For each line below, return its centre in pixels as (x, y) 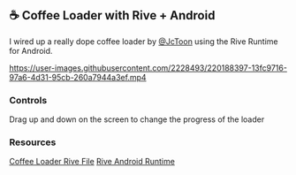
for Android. (31, 50)
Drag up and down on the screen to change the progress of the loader (137, 119)
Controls (28, 100)
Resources (33, 142)
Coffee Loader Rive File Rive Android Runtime (92, 162)
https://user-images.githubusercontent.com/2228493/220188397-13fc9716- (148, 68)
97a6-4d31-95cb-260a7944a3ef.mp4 (78, 77)
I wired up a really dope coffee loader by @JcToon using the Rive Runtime (144, 41)
